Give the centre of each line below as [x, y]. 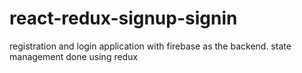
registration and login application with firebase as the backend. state [150, 46]
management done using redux [74, 56]
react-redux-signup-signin [123, 18]
